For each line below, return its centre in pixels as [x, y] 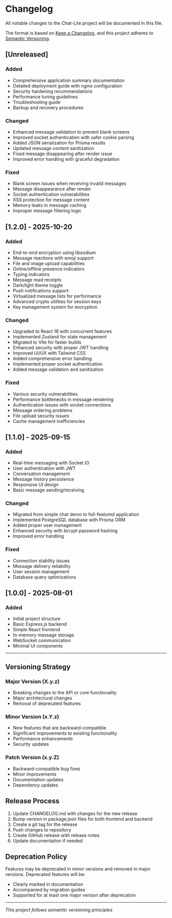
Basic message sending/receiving [48, 490]
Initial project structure [37, 619]
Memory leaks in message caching [49, 205]
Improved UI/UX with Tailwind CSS [49, 353]
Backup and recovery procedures [48, 108]
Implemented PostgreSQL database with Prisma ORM [69, 520]
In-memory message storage [43, 635]
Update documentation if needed [48, 841]
